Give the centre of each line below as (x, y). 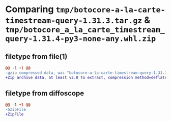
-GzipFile (16, 110)
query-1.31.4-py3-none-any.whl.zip (81, 39)
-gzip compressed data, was (35, 73)
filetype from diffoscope (45, 93)
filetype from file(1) (36, 56)
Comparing (30, 9)
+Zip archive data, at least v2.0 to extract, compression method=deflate (86, 77)
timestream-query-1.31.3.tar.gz (74, 21)
